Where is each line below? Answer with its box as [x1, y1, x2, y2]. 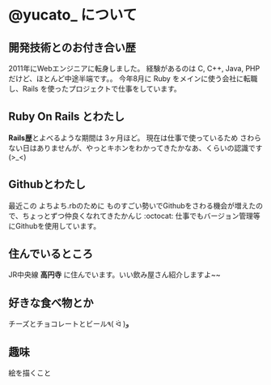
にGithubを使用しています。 [8, 220, 101, 230]
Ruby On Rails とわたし [8, 109, 125, 124]
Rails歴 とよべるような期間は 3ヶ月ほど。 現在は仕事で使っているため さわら [8, 133, 261, 143]
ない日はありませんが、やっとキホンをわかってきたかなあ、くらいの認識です [8, 143, 263, 152]
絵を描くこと [8, 368, 51, 378]
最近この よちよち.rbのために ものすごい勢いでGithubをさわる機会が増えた [8, 200, 256, 210]
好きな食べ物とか [8, 296, 94, 310]
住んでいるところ [8, 247, 93, 261]
